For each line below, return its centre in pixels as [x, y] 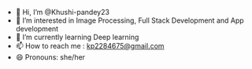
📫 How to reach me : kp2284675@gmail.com [90, 46]
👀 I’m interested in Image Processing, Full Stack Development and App [130, 20]
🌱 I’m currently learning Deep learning [77, 37]
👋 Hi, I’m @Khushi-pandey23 [63, 12]
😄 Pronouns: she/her [50, 57]
